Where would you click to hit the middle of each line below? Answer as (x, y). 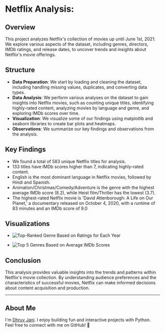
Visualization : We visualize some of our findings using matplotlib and (82, 118)
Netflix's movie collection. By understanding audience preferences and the (81, 277)
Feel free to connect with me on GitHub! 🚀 (47, 325)
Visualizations (27, 224)
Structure (20, 70)
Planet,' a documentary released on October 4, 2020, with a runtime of (84, 203)
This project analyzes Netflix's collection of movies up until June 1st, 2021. (80, 39)
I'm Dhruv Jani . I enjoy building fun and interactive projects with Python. (78, 320)
